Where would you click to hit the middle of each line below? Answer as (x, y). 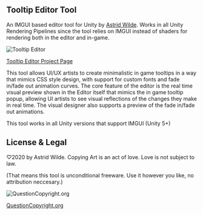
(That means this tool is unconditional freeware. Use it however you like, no (100, 175)
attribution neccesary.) (35, 182)
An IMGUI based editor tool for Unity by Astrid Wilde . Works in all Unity (95, 24)
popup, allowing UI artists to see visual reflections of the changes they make (101, 98)
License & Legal (37, 142)
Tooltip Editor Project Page (40, 61)
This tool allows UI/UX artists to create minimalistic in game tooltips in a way (101, 73)
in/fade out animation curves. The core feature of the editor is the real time (99, 86)
